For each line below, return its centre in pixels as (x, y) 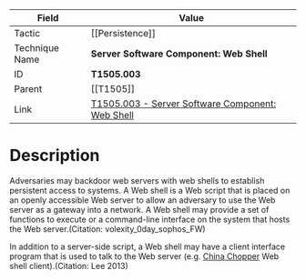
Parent (28, 89)
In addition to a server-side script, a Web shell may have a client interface (147, 246)
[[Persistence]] (123, 33)
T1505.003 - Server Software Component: (184, 104)
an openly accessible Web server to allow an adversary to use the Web (143, 200)
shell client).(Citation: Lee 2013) (69, 265)
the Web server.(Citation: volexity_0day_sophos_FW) (108, 229)
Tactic (27, 33)
